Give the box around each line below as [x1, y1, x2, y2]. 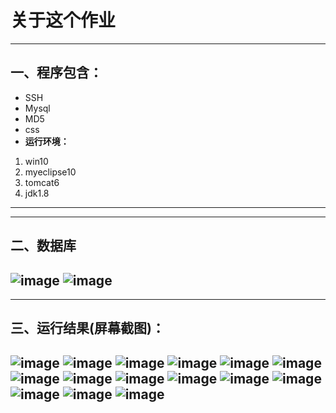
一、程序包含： [10, 64, 103, 81]
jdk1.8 [24, 187, 50, 199]
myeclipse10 [24, 166, 77, 178]
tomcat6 [24, 176, 60, 188]
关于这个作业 [10, 9, 117, 32]
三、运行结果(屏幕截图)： [10, 320, 165, 337]
